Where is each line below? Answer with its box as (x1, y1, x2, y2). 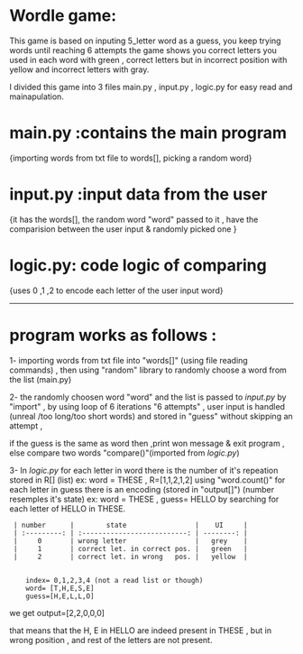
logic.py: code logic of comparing (9, 255, 268, 275)
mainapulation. (9, 91, 65, 102)
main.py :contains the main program (9, 123, 287, 143)
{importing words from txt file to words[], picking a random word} (9, 152, 252, 163)
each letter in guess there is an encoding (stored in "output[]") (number (9, 484, 275, 494)
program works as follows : (9, 325, 217, 345)
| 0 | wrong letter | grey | (13, 536, 248, 546)
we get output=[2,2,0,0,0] (9, 607, 106, 618)
